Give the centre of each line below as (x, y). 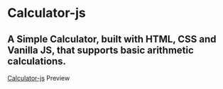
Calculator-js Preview (39, 78)
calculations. (37, 61)
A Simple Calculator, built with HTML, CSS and (112, 39)
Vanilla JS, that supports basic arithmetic (100, 50)
